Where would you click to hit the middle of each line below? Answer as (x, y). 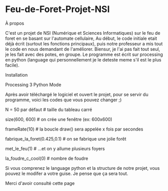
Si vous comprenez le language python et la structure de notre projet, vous (82, 168)
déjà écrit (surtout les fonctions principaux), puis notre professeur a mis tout (84, 43)
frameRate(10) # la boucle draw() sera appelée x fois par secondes (74, 129)
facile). (12, 65)
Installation (17, 75)
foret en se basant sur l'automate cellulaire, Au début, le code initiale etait (81, 38)
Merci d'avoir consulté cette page (40, 183)
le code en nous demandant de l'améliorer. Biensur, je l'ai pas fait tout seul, (83, 49)
